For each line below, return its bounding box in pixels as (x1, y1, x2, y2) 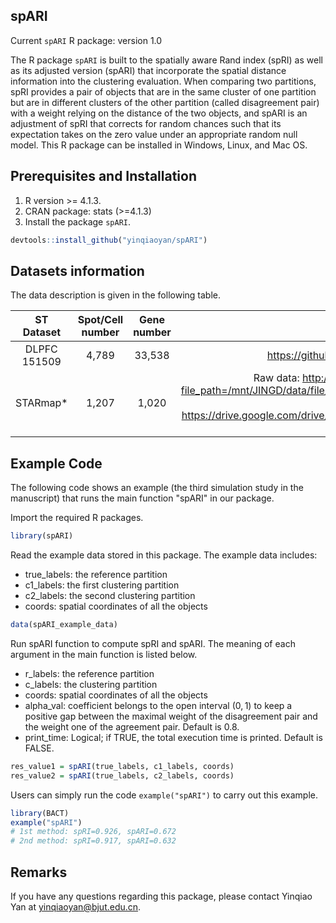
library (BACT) (10, 808, 70, 818)
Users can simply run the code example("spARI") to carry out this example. (10, 789, 319, 801)
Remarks (10, 864, 68, 881)
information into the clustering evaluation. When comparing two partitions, (10, 75, 317, 87)
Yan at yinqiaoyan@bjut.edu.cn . (10, 900, 142, 913)
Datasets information (10, 262, 145, 279)
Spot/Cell (77, 313, 124, 327)
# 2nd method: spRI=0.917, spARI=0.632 (10, 836, 177, 846)
